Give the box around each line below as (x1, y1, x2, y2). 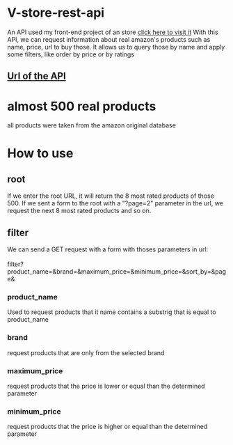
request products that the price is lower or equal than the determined (7, 382, 205, 390)
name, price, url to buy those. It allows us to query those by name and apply (7, 42, 225, 51)
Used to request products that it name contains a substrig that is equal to (7, 308, 217, 316)
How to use (7, 146, 74, 162)
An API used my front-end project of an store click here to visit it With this (7, 28, 218, 36)
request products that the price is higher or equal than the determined (7, 423, 208, 431)
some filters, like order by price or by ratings (7, 50, 134, 58)
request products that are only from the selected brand (7, 348, 165, 357)
